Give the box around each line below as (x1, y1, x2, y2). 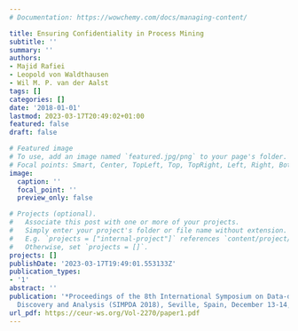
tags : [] (9, 86, 42, 96)
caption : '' (17, 177, 62, 186)
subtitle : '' (9, 37, 58, 46)
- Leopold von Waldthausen (9, 70, 109, 80)
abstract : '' (9, 284, 58, 293)
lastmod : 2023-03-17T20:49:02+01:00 (9, 112, 145, 121)
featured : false (9, 120, 69, 129)
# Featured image (9, 144, 74, 154)
